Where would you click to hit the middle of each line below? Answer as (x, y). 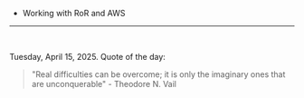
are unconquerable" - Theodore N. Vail (104, 84)
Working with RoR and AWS (74, 13)
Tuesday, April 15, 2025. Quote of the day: (87, 57)
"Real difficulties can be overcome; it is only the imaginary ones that (158, 74)
